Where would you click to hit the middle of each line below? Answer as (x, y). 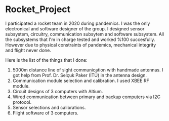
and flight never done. (28, 50)
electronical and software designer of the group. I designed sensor (75, 28)
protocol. (22, 102)
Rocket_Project (38, 9)
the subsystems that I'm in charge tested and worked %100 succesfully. (80, 39)
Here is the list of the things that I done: (46, 60)
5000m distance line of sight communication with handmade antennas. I (88, 70)
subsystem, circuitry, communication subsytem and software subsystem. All (85, 34)
